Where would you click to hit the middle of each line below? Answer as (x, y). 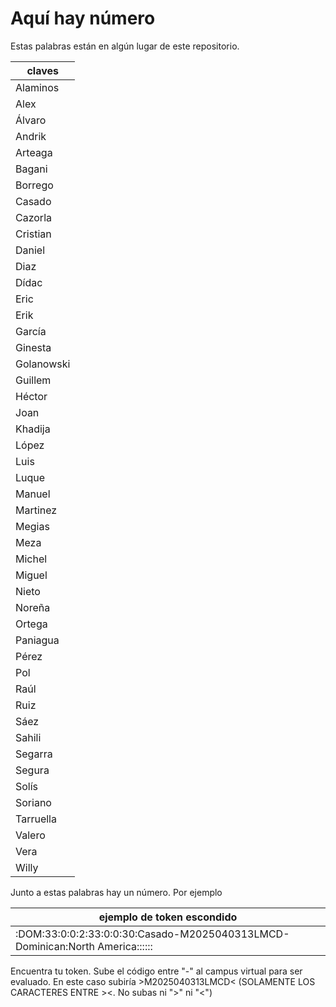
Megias (32, 526)
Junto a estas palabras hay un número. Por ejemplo (116, 892)
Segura (32, 770)
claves (42, 70)
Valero (30, 835)
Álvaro (31, 120)
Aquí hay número (83, 18)
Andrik (31, 136)
